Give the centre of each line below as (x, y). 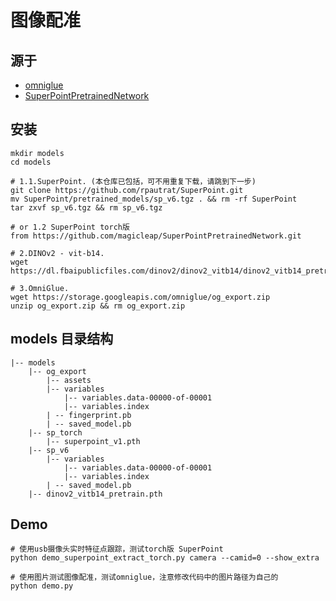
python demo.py (42, 586)
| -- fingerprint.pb (89, 415)
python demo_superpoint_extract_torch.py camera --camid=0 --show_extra (165, 558)
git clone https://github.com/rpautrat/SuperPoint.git (127, 190)
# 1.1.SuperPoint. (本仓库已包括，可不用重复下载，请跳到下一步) (133, 181)
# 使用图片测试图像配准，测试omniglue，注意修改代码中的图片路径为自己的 (144, 577)
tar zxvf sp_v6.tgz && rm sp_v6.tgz (86, 207)
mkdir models (37, 153)
